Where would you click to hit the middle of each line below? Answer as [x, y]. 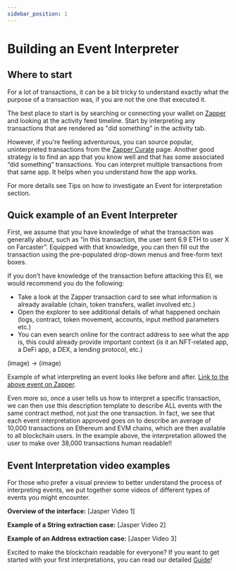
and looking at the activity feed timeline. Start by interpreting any [101, 120]
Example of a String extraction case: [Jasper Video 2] [87, 525]
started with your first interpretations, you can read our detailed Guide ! [110, 560]
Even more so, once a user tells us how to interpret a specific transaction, [114, 398]
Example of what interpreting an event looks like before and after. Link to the [118, 377]
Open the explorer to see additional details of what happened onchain [119, 312]
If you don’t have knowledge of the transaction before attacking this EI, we [115, 276]
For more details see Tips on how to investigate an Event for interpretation [115, 185]
